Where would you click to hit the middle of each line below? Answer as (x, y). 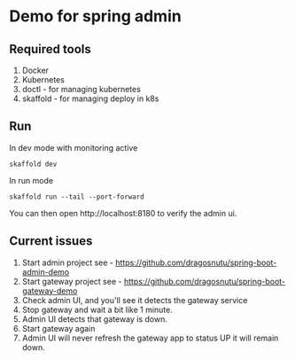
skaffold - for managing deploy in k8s (90, 98)
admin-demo (45, 271)
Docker (35, 70)
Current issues (51, 241)
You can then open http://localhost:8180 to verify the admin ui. (123, 213)
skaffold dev (33, 164)
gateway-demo (50, 291)
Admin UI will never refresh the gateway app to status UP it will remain (150, 338)
